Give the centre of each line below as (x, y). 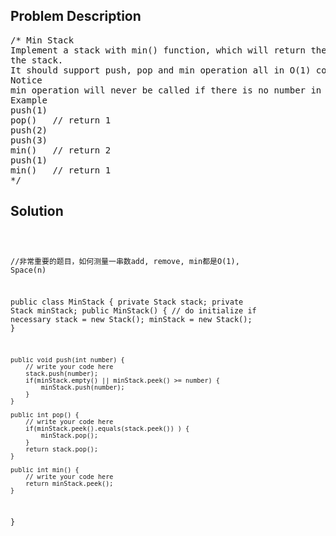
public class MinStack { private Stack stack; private (127, 302)
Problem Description (76, 16)
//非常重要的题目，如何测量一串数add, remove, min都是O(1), (125, 261)
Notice (26, 80)
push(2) (29, 130)
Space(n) (28, 270)
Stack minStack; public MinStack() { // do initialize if (133, 311)
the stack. (37, 60)
